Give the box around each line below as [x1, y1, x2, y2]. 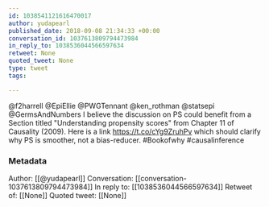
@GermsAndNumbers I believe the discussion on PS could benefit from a [8, 110, 252, 119]
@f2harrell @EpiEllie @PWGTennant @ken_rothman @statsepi [8, 101, 215, 110]
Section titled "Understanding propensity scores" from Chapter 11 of [8, 118, 235, 127]
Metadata [8, 155, 47, 166]
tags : [8, 72, 27, 80]
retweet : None [8, 49, 56, 57]
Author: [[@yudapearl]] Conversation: [8, 173, 134, 183]
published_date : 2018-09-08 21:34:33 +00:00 [8, 27, 160, 35]
